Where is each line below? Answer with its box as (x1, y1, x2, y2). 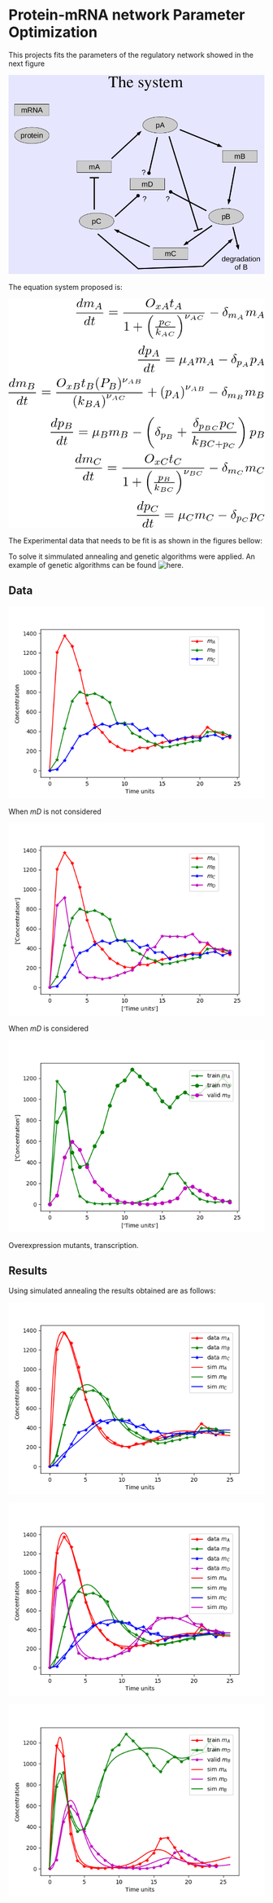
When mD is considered (8, 1023, 89, 1033)
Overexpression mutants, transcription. (8, 1240, 140, 1250)
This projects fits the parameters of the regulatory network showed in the (8, 50, 254, 59)
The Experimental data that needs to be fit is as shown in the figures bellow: (8, 536, 262, 546)
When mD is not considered (8, 806, 102, 816)
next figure (8, 59, 45, 68)
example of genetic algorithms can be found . (8, 560, 184, 570)
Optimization (8, 23, 97, 42)
